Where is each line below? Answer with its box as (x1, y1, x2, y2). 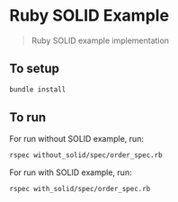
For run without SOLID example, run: (9, 134, 144, 145)
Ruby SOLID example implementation (31, 35, 169, 46)
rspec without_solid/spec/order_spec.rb (9, 151, 164, 160)
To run (9, 110, 47, 126)
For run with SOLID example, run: (9, 167, 132, 178)
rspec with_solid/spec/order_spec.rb (9, 185, 151, 194)
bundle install (9, 84, 67, 94)
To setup (9, 61, 60, 76)
